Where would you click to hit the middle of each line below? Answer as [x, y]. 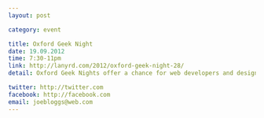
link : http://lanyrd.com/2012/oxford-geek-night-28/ [96, 66]
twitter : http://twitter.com [56, 87]
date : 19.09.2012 [37, 51]
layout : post [29, 15]
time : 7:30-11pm [35, 59]
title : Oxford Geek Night [50, 44]
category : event [35, 29]
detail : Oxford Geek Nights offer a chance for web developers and [121, 73]
